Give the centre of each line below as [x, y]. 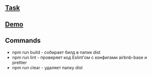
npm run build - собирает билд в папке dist [56, 52]
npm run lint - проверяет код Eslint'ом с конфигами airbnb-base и [79, 57]
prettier [19, 62]
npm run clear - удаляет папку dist [47, 67]
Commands [23, 41]
